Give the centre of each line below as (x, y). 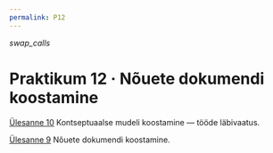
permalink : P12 (37, 17)
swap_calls (30, 43)
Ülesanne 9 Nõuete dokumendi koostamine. (90, 140)
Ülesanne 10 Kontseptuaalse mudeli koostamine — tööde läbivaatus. (135, 122)
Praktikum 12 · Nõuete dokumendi (137, 79)
